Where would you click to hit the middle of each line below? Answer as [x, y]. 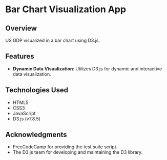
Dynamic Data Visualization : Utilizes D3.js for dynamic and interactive [87, 69]
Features [20, 56]
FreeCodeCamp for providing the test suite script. [65, 147]
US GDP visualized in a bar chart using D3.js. [53, 40]
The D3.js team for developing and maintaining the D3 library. [78, 152]
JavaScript [24, 113]
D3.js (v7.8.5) [27, 119]
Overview [21, 28]
